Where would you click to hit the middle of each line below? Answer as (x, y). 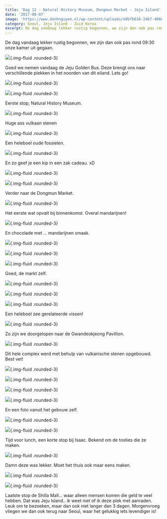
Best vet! (14, 359)
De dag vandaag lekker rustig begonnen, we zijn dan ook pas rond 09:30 (80, 42)
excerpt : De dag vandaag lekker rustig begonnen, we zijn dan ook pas (80, 28)
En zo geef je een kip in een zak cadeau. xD (50, 163)
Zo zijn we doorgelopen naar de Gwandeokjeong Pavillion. (65, 334)
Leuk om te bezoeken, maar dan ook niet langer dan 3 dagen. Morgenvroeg (83, 506)
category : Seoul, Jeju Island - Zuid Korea (51, 24)
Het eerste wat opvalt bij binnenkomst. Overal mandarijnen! (66, 213)
